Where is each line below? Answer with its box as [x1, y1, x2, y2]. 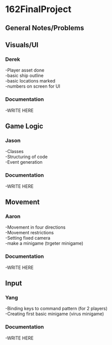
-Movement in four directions [5, 224, 66, 230]
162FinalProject [5, 4, 72, 15]
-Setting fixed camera [5, 235, 51, 241]
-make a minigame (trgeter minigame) [5, 240, 84, 246]
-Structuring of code [5, 154, 48, 160]
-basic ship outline [5, 73, 44, 79]
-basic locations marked [5, 78, 56, 84]
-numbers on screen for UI [5, 83, 60, 89]
